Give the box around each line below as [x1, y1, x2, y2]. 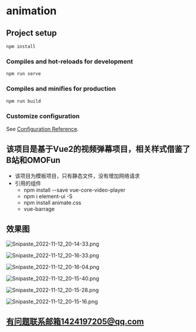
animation [6, 4, 57, 18]
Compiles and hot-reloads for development [6, 57, 134, 65]
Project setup [6, 28, 58, 38]
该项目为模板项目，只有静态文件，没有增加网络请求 [14, 172, 140, 179]
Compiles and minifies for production [6, 84, 116, 93]
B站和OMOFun [6, 155, 61, 165]
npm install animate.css [23, 199, 81, 206]
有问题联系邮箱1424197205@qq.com [6, 317, 144, 327]
